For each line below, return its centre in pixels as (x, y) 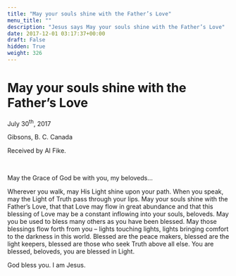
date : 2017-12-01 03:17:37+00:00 (56, 33)
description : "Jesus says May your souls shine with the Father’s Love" (116, 27)
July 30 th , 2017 (29, 123)
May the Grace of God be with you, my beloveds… (80, 178)
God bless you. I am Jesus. (46, 265)
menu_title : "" (30, 20)
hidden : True (26, 46)
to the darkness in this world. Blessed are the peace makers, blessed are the (118, 237)
